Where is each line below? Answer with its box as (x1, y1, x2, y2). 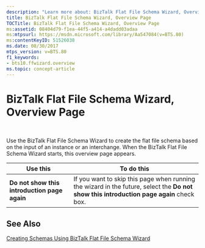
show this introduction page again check (73, 190, 195, 199)
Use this (26, 164, 51, 173)
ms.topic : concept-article (6, 65, 75, 72)
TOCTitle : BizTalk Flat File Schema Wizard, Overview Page (6, 20, 160, 26)
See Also (6, 218, 41, 229)
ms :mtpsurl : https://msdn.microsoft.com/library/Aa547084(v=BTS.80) (6, 32, 184, 38)
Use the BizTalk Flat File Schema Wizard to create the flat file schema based (6, 137, 198, 144)
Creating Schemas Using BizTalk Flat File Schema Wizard (6, 235, 151, 242)
